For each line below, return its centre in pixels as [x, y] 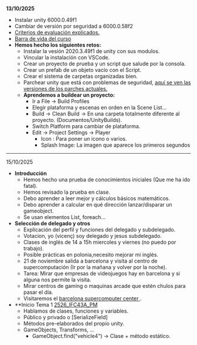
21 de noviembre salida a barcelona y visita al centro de [90, 261]
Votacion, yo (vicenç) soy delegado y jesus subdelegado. [93, 236]
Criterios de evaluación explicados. [57, 32]
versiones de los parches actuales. [65, 89]
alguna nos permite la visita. [57, 280]
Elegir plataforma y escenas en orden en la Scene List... [99, 107]
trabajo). [33, 248]
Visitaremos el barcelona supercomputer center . [82, 298]
